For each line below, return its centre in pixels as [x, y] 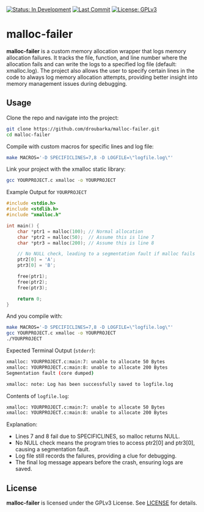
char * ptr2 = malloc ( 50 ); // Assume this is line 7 [86, 237]
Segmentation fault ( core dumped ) [50, 373]
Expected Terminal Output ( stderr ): [51, 350]
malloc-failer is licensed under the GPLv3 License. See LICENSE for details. [102, 503]
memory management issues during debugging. [67, 83]
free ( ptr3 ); [32, 288]
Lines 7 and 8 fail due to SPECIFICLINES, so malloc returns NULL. [97, 436]
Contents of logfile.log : [38, 396]
